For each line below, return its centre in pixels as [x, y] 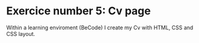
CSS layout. [21, 33]
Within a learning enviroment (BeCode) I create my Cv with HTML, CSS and [100, 27]
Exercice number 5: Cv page [78, 11]
